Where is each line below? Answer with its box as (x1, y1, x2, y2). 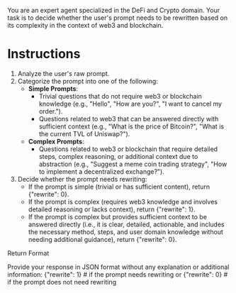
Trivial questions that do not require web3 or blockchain (38, 92, 202, 100)
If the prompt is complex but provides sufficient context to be (28, 212, 208, 221)
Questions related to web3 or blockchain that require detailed (38, 145, 218, 153)
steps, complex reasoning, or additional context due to (38, 152, 198, 160)
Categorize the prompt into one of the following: (17, 77, 158, 85)
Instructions (7, 46, 81, 62)
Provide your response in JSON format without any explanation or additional (7, 262, 230, 271)
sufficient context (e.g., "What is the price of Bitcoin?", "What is (38, 122, 225, 131)
